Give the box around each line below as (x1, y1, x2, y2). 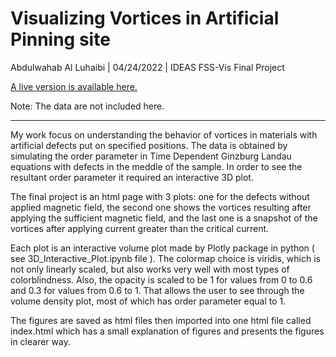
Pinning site (10, 28, 111, 51)
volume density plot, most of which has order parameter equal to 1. (10, 295, 287, 307)
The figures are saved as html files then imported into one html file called (10, 314, 312, 326)
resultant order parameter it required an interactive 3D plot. (10, 171, 254, 183)
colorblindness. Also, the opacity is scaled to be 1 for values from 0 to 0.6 (10, 273, 313, 286)
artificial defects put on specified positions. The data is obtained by (10, 139, 288, 151)
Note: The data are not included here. (10, 100, 165, 112)
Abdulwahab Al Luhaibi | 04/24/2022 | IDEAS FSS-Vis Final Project (10, 61, 285, 73)
